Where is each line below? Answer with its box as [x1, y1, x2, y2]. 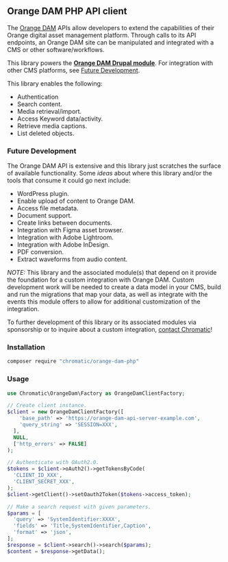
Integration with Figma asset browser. [16, 226, 124, 234]
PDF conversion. [16, 248, 64, 256]
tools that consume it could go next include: [7, 176, 131, 184]
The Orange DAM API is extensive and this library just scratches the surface [7, 162, 221, 170]
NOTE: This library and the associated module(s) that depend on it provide [7, 269, 217, 277]
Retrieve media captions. [16, 121, 88, 130]
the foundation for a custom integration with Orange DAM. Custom [7, 276, 194, 284]
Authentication [16, 93, 59, 101]
